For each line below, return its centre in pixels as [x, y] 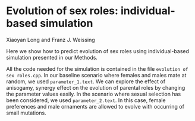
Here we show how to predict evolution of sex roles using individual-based [97, 51]
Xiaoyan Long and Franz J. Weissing [51, 40]
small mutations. [26, 113]
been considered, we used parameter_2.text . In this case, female [86, 100]
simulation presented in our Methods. [52, 57]
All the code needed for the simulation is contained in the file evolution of [97, 68]
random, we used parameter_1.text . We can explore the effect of [86, 81]
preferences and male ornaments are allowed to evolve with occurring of [95, 106]
